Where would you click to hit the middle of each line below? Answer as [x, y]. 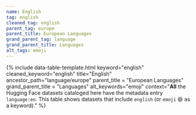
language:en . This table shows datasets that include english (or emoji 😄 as [98, 99]
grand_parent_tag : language [41, 39]
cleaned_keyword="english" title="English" [59, 74]
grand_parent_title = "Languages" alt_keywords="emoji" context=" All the [96, 86]
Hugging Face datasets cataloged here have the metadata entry [85, 92]
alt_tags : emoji [26, 51]
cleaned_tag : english [33, 23]
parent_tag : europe [30, 28]
